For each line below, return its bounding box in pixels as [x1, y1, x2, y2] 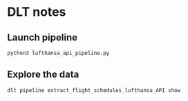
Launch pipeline [7, 32, 78, 43]
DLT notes [7, 4, 66, 20]
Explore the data [7, 69, 79, 80]
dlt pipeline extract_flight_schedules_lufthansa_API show [7, 87, 181, 93]
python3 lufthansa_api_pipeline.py [7, 49, 110, 56]
